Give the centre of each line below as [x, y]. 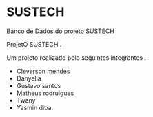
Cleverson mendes [43, 71]
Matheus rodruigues [45, 93]
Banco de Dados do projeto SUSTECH [61, 31]
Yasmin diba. [34, 107]
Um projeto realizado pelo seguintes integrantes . [76, 57]
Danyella [29, 78]
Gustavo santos [39, 85]
